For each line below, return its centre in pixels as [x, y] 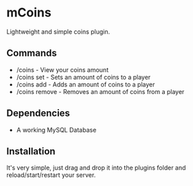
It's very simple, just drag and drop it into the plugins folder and [96, 168]
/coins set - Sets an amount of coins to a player [83, 77]
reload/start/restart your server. [51, 175]
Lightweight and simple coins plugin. [58, 32]
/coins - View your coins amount [63, 69]
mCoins [29, 13]
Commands [32, 53]
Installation [31, 151]
